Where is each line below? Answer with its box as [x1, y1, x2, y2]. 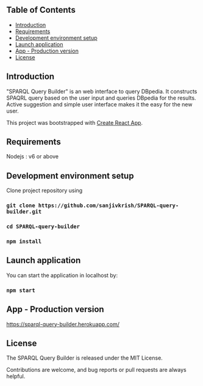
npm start [6, 287, 35, 294]
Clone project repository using [6, 187, 83, 195]
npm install [6, 238, 42, 245]
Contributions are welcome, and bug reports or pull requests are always [6, 366, 187, 374]
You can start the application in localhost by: [6, 272, 118, 279]
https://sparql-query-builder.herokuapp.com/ [6, 321, 120, 328]
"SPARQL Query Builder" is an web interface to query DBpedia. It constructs [6, 87, 198, 95]
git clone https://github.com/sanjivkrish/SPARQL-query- [6, 202, 179, 209]
